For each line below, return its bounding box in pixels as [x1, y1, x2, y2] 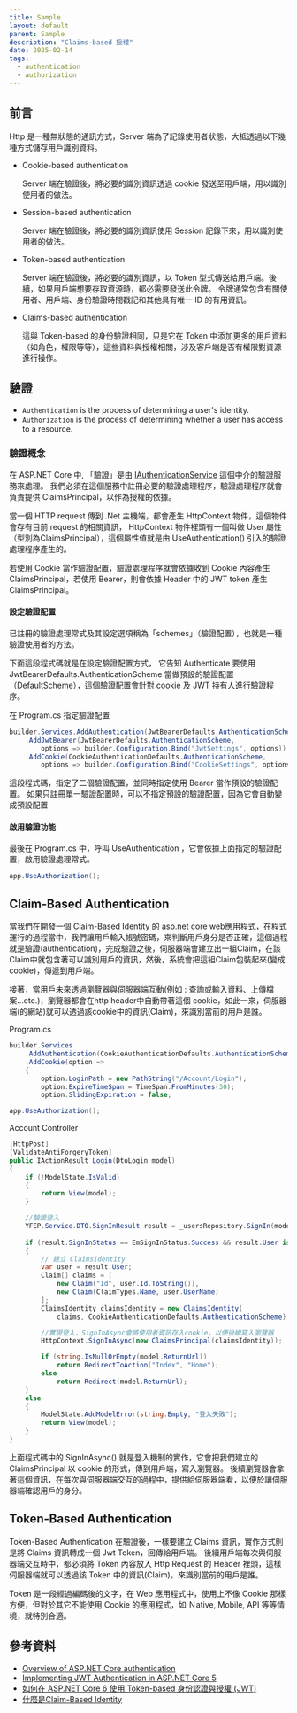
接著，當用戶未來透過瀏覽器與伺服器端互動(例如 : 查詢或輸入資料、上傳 [9, 985, 267, 995]
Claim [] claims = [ [41, 1271, 113, 1281]
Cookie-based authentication [21, 160, 129, 170]
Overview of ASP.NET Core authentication [21, 1662, 176, 1673]
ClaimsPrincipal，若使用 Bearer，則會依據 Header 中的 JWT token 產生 [9, 573, 268, 584]
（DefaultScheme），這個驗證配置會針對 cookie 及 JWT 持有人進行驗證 [9, 680, 267, 690]
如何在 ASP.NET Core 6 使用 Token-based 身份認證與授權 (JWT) [21, 1683, 257, 1694]
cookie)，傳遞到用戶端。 [9, 965, 99, 976]
